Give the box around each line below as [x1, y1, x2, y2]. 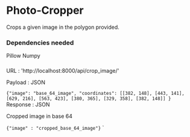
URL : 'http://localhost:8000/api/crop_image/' [6, 67, 119, 75]
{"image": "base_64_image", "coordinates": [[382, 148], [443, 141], [6, 91, 185, 97]
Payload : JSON [6, 79, 46, 86]
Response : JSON [6, 101, 50, 108]
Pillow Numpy [6, 52, 40, 59]
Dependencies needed [6, 38, 74, 47]
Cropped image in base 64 [6, 112, 73, 120]
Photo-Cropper [6, 4, 84, 17]
